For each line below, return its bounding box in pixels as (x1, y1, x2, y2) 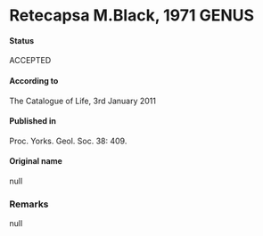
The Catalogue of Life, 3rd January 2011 (9, 95, 156, 106)
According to (9, 75, 59, 85)
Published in (9, 116, 56, 126)
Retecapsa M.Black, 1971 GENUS (9, 5, 255, 26)
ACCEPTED (9, 55, 52, 66)
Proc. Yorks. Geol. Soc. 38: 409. (9, 135, 127, 146)
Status (9, 35, 35, 45)
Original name (9, 156, 62, 167)
